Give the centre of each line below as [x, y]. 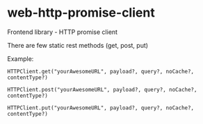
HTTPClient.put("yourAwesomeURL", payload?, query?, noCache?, [101, 108]
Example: [21, 59]
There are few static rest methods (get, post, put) [78, 45]
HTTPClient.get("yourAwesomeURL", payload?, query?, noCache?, [101, 71]
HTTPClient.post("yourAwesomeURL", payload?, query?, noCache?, [102, 89]
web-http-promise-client [81, 13]
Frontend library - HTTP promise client [63, 32]
